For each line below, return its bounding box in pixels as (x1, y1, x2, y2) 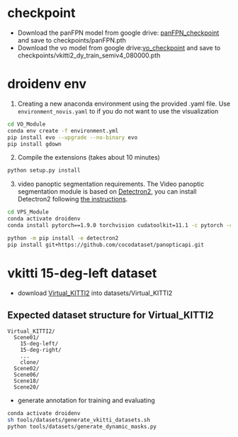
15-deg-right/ (20, 346, 62, 354)
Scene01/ (13, 334, 40, 341)
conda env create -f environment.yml (7, 127, 119, 134)
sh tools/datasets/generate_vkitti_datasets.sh (7, 416, 151, 424)
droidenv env (7, 76, 87, 92)
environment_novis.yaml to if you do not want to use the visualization (17, 106, 219, 115)
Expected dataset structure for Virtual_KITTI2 (7, 309, 214, 321)
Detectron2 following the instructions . (17, 195, 128, 204)
